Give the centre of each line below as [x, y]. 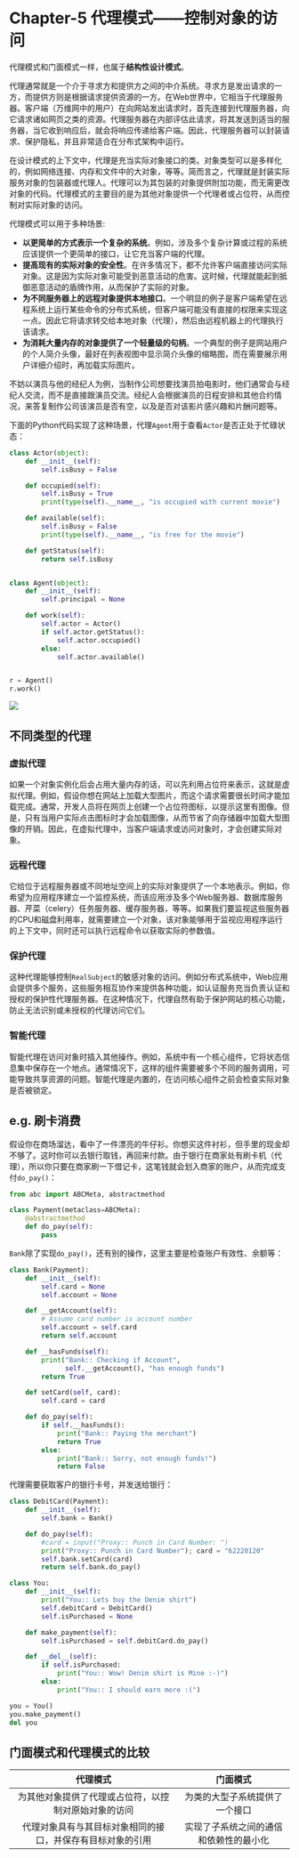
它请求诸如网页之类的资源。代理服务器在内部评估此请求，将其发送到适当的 [145, 119]
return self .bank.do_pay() [91, 1567]
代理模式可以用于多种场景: [57, 223]
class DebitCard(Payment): [59, 1502]
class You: [29, 1583]
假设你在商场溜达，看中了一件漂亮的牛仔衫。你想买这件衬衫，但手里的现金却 [149, 1143]
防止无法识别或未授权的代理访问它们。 [79, 1010]
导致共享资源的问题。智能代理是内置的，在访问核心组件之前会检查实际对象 [153, 1078]
